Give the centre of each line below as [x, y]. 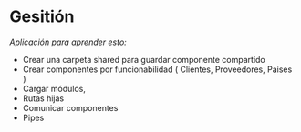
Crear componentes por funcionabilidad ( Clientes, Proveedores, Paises [157, 69]
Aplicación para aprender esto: [68, 42]
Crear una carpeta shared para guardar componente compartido [144, 59]
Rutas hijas [43, 98]
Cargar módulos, [54, 88]
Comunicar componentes [70, 107]
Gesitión [42, 17]
